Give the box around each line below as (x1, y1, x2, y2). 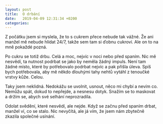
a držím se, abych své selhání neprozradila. (5, 94, 92, 100)
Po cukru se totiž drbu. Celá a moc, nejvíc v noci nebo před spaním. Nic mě (5, 54, 157, 60)
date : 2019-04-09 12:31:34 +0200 (5, 16, 77, 21)
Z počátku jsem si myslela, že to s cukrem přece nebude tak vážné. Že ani (5, 34, 154, 40)
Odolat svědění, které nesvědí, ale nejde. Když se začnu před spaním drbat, (5, 103, 157, 109)
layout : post (5, 7, 32, 12)
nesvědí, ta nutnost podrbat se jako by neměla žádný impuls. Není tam (5, 59, 146, 64)
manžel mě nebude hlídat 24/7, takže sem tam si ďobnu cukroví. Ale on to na (5, 39, 159, 45)
